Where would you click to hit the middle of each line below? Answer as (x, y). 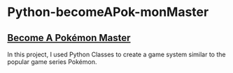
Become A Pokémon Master (69, 38)
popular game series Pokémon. (52, 62)
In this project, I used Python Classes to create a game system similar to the (116, 54)
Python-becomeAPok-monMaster (108, 12)
